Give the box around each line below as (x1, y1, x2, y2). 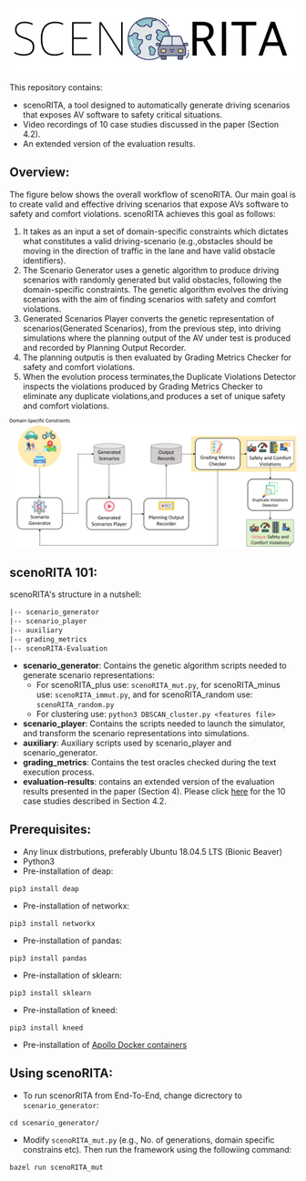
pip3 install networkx (9, 919, 96, 928)
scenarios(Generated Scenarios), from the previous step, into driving (22, 323, 281, 334)
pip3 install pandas (9, 953, 88, 963)
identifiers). (22, 254, 66, 266)
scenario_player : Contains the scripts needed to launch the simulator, (22, 718, 286, 729)
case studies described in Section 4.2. (22, 796, 167, 806)
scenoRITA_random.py (36, 701, 115, 710)
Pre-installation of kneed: (22, 1004, 118, 1015)
